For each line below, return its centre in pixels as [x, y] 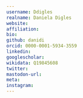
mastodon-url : [24, 74]
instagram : [20, 86]
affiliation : [23, 29]
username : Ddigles [29, 12]
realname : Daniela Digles [39, 18]
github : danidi [25, 40]
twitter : [17, 68]
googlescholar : [25, 57]
